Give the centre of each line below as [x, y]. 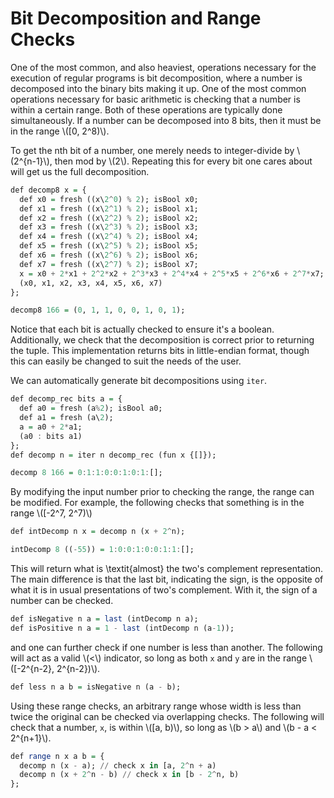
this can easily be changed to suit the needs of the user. [126, 361]
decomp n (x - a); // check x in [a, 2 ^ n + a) [118, 765]
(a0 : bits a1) [51, 436]
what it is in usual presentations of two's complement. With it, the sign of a [164, 590]
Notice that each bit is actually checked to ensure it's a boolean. [142, 329]
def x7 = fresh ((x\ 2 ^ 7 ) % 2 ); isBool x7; [109, 264]
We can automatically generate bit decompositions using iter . [139, 381]
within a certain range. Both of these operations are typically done [146, 109]
